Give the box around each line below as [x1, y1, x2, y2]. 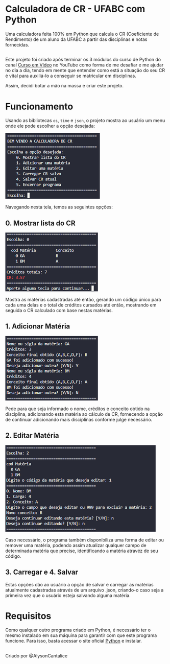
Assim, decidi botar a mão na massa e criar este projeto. [5, 83, 124, 89]
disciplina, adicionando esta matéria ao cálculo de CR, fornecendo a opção [5, 411, 163, 417]
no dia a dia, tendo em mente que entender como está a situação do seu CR [5, 67, 165, 74]
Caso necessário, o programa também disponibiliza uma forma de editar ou [5, 537, 164, 543]
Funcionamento [5, 101, 74, 112]
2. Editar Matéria [5, 431, 60, 440]
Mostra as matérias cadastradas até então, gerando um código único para [5, 297, 161, 303]
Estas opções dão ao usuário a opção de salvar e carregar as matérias [5, 581, 154, 587]
